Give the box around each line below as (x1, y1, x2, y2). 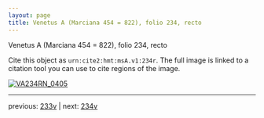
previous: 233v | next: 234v (8, 101, 98, 110)
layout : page (8, 11, 51, 20)
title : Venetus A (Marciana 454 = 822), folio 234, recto (8, 19, 202, 27)
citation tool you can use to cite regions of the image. (8, 63, 181, 73)
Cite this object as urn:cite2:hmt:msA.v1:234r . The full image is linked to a (8, 55, 249, 65)
